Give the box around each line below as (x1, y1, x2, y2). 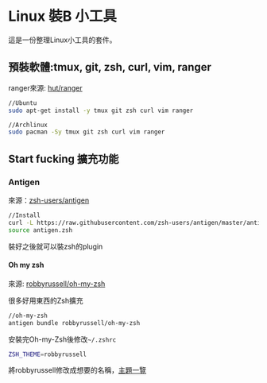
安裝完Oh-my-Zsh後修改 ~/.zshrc (8, 335, 117, 344)
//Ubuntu (8, 99, 37, 107)
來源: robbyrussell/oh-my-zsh (8, 279, 106, 288)
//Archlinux (8, 121, 48, 129)
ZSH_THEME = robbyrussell (8, 350, 87, 358)
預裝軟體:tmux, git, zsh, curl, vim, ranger (8, 60, 212, 74)
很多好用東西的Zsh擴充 (8, 296, 83, 305)
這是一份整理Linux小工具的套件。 (8, 35, 117, 44)
